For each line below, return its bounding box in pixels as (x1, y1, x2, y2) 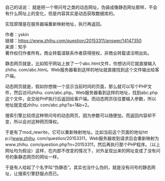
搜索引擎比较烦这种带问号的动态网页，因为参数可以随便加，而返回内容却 (5, 113, 152, 118)
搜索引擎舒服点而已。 (18, 171, 62, 177)
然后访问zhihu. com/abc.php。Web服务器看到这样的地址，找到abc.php (13, 90, 158, 95)
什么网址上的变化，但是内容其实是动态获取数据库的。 (9, 10, 117, 16)
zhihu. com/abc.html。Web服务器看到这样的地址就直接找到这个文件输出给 (5, 67, 155, 73)
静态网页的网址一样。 (18, 154, 62, 160)
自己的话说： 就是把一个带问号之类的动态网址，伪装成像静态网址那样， (5, 4, 149, 10)
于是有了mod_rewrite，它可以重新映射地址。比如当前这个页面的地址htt (5, 129, 148, 135)
